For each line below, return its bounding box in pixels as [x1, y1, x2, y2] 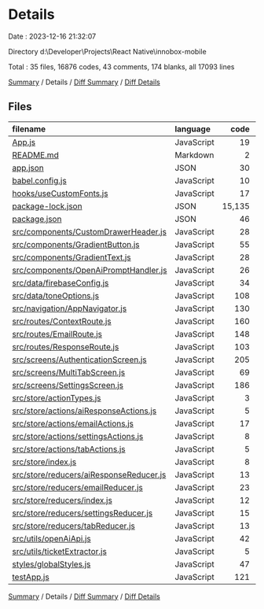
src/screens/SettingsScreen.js [12, 379, 124, 390]
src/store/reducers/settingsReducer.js [12, 507, 153, 519]
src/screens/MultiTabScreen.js [12, 367, 126, 378]
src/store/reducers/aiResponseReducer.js [12, 469, 167, 480]
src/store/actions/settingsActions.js [12, 430, 144, 441]
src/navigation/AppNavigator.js [12, 303, 127, 314]
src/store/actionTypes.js [12, 392, 101, 403]
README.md [12, 149, 59, 161]
